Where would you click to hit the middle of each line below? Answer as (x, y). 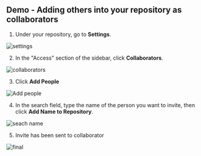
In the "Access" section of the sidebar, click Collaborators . (89, 58)
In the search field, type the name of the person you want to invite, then (105, 105)
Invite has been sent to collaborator (60, 135)
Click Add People (37, 81)
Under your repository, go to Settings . (63, 34)
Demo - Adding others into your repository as (94, 10)
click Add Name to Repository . (54, 112)
